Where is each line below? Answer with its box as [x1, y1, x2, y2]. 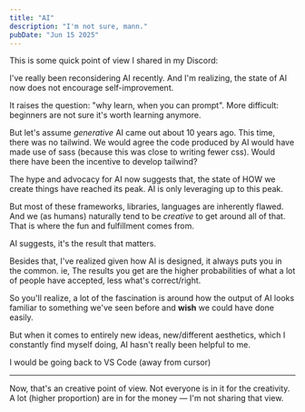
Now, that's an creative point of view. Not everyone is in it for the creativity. [9, 383, 290, 394]
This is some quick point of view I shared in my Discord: [9, 55, 219, 66]
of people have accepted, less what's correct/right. [9, 275, 202, 286]
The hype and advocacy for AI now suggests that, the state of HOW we [9, 174, 276, 185]
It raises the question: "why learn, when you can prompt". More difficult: [9, 100, 280, 111]
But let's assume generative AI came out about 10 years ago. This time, [9, 127, 275, 138]
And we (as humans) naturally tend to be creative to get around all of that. [9, 211, 286, 222]
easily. [9, 312, 34, 323]
